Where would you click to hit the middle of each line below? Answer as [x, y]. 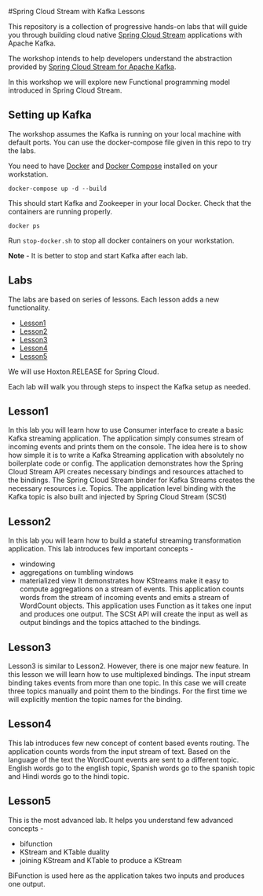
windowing [37, 564]
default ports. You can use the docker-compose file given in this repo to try [130, 142]
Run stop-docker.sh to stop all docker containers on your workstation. [121, 240]
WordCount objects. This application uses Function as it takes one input [135, 606]
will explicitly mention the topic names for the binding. [95, 700]
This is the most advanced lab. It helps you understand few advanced [121, 820]
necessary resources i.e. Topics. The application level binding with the [122, 488]
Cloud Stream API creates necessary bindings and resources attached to [126, 472]
